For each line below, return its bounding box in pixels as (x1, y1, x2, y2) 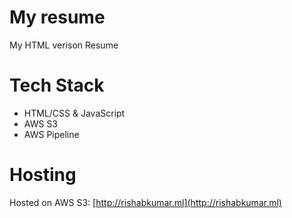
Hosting (9, 164, 77, 186)
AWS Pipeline (23, 128, 80, 140)
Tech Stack (9, 74, 105, 97)
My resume (9, 6, 106, 29)
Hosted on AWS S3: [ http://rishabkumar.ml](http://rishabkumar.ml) (9, 196, 282, 208)
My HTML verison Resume (9, 39, 119, 51)
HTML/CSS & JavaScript (23, 107, 126, 119)
